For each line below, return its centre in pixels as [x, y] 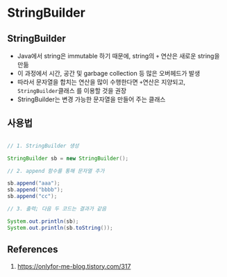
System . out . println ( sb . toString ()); [60, 228]
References [33, 250]
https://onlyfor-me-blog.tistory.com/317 [74, 266]
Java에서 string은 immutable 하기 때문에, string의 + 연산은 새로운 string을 [118, 56]
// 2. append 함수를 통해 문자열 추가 [56, 171]
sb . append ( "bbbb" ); [35, 190]
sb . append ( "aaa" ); [34, 183]
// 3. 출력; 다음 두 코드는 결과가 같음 [57, 209]
